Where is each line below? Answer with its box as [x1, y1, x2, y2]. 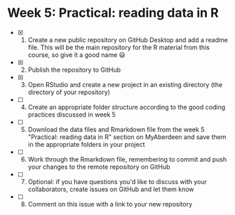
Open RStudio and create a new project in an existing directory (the [27, 80, 223, 89]
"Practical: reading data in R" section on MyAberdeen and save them [27, 132, 227, 141]
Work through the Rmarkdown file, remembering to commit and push [27, 155, 227, 163]
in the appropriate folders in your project [27, 140, 145, 148]
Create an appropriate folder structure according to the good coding [27, 103, 226, 111]
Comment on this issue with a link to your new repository [27, 200, 193, 208]
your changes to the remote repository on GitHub [27, 162, 170, 171]
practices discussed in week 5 [27, 110, 116, 119]
